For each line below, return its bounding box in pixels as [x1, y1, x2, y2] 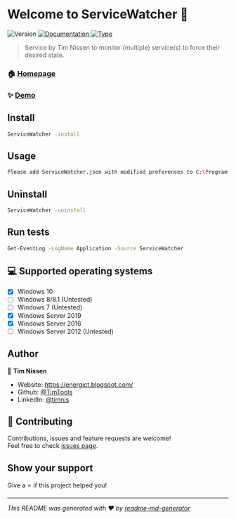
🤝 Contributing [7, 415, 73, 428]
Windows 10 [17, 288, 53, 296]
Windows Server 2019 [17, 311, 82, 319]
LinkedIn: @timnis [17, 395, 70, 404]
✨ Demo [7, 90, 36, 100]
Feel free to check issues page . [7, 442, 98, 450]
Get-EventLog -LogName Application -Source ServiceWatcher [7, 245, 184, 252]
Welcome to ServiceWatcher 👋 [7, 6, 188, 23]
